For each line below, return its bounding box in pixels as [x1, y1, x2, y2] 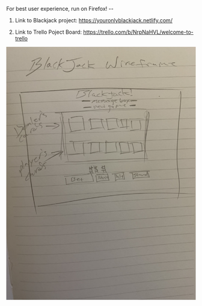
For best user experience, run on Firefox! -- [6, 5, 114, 12]
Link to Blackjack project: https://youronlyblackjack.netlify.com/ [14, 17, 173, 23]
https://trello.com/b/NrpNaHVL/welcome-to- [83, 28, 194, 36]
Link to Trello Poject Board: [14, 28, 82, 36]
